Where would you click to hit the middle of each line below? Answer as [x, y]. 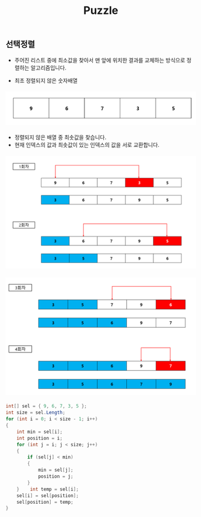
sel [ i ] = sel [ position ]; [48, 496]
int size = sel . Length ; [36, 413]
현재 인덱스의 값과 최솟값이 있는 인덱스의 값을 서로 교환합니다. [87, 145]
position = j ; [56, 476]
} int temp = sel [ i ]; [48, 489]
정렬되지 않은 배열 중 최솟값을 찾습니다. [60, 137]
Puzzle [101, 11]
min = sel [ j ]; [56, 470]
